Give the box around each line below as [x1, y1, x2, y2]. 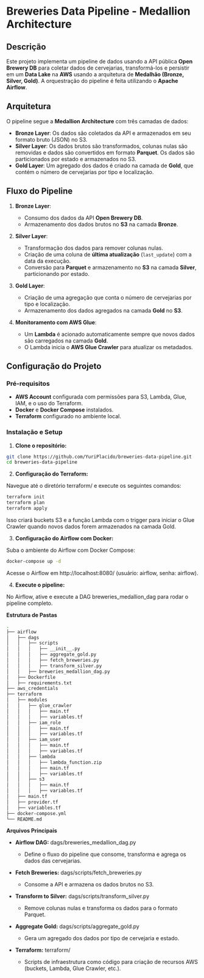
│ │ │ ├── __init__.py [6, 646, 80, 652]
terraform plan [6, 499, 45, 506]
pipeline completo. [6, 599, 53, 607]
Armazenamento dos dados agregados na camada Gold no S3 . [24, 306, 183, 314]
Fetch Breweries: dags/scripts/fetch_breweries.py [15, 869, 142, 877]
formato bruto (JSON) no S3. [15, 136, 88, 143]
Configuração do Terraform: [15, 470, 88, 477]
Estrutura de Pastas [6, 611, 58, 618]
